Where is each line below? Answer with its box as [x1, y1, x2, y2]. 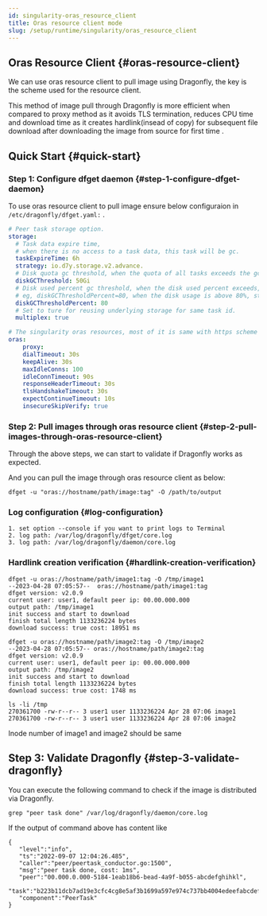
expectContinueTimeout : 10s [22, 395, 115, 403]
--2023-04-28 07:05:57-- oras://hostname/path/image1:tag [8, 582, 208, 590]
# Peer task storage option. [8, 224, 105, 233]
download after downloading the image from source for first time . [8, 127, 224, 136]
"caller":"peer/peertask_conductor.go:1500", [18, 859, 172, 867]
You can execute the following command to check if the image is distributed [8, 785, 257, 794]
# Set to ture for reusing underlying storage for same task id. [15, 306, 237, 314]
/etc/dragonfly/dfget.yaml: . [8, 209, 106, 219]
